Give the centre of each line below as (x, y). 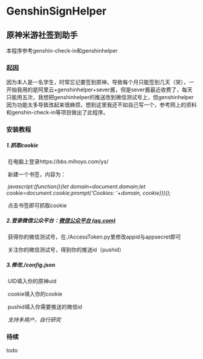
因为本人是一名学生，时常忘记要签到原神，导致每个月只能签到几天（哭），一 (100, 82)
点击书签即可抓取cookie (37, 206)
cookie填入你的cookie (35, 294)
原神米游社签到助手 (42, 35)
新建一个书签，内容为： (37, 174)
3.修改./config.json (31, 265)
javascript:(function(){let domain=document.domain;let (77, 186)
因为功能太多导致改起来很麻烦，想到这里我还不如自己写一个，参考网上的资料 (101, 105)
